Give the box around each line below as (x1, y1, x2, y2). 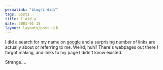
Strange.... (5, 59, 26, 65)
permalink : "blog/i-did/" (5, 7, 58, 12)
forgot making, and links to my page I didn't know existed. (5, 50, 123, 56)
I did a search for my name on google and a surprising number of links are (5, 39, 156, 45)
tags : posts (5, 12, 30, 17)
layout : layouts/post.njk (5, 26, 58, 31)
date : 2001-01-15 (5, 21, 41, 26)
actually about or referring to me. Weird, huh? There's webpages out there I (5, 44, 159, 50)
